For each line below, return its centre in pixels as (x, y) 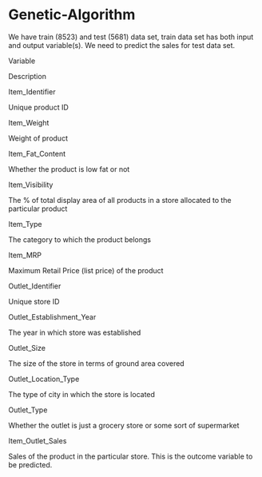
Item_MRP (25, 255)
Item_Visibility (31, 185)
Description (27, 76)
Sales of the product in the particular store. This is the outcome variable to (131, 456)
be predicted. (30, 464)
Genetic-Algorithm (72, 15)
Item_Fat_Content (37, 153)
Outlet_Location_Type (44, 379)
